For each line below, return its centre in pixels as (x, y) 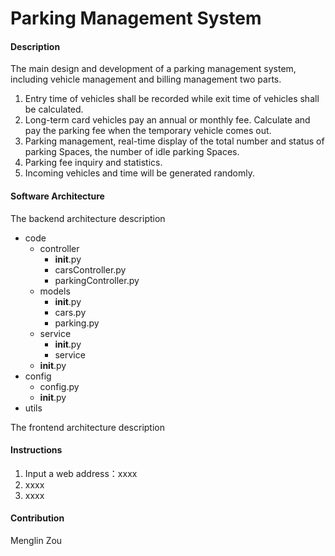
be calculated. (54, 109)
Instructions (36, 450)
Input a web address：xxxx (81, 473)
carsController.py (90, 269)
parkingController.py (97, 280)
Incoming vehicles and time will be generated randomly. (139, 173)
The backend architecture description (88, 218)
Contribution (37, 518)
